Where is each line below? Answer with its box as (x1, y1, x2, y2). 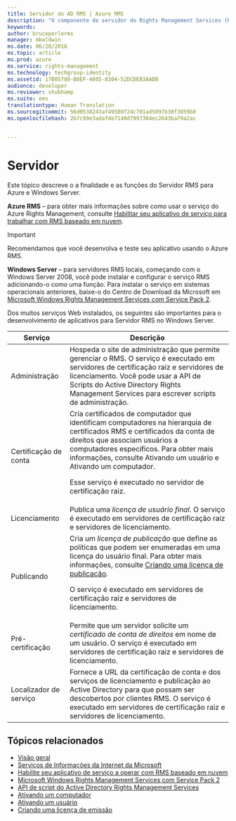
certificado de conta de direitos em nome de (69, 629, 216, 639)
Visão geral (17, 754, 51, 762)
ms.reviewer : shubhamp (7, 89, 74, 96)
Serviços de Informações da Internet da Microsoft (17, 761, 162, 770)
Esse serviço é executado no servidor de (69, 477, 204, 487)
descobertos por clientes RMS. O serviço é (69, 693, 211, 703)
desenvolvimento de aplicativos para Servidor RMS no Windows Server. (7, 316, 216, 324)
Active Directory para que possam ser (69, 685, 195, 694)
